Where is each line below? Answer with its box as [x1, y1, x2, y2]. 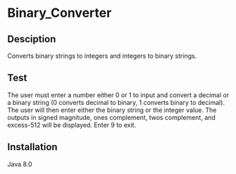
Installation [7, 141, 58, 153]
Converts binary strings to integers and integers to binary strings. [7, 51, 197, 60]
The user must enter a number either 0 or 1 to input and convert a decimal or [7, 90, 230, 99]
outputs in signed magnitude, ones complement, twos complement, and [7, 113, 216, 121]
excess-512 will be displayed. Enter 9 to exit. [7, 120, 136, 129]
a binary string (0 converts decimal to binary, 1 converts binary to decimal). [7, 98, 225, 106]
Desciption [7, 33, 56, 45]
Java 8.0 [7, 160, 33, 168]
